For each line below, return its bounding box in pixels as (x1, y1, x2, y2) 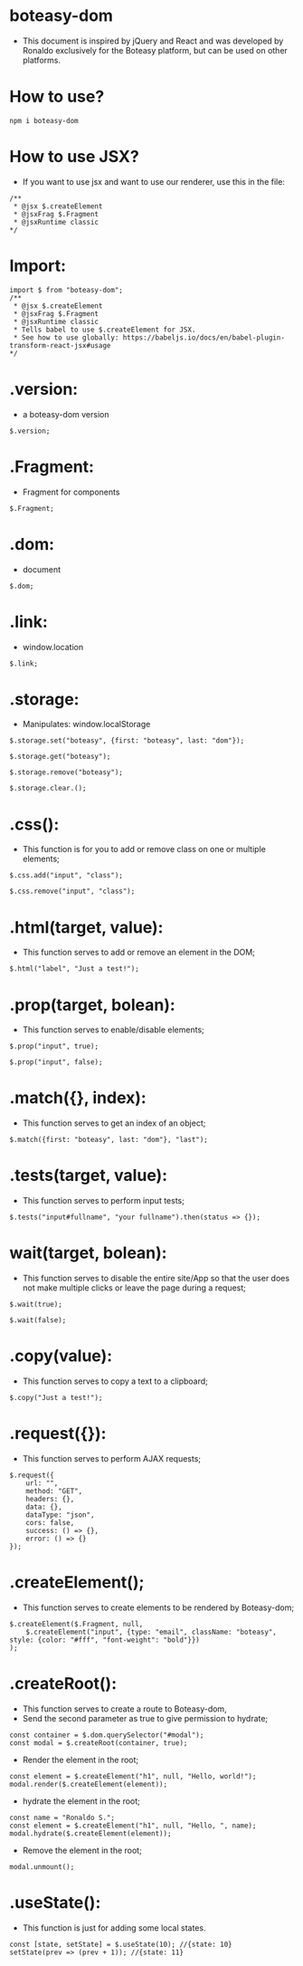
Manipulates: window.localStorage (22, 719, 151, 730)
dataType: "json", (25, 1510, 95, 1520)
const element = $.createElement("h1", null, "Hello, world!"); (9, 1771, 257, 1780)
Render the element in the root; (22, 1754, 139, 1765)
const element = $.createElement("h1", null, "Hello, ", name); (9, 1821, 257, 1830)
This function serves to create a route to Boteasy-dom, (22, 1703, 228, 1714)
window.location (22, 641, 84, 652)
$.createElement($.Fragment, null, (9, 1619, 144, 1628)
